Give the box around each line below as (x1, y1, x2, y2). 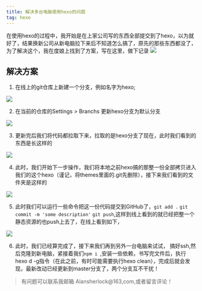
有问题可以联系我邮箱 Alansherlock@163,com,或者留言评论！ (21, 278, 173, 285)
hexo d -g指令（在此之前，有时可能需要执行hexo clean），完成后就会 (14, 258, 185, 265)
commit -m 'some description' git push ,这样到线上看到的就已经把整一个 (14, 211, 195, 218)
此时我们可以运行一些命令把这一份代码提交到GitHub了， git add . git (14, 203, 188, 211)
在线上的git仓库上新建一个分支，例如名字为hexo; (14, 83, 136, 91)
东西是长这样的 (14, 140, 52, 147)
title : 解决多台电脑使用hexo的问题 (6, 8, 86, 15)
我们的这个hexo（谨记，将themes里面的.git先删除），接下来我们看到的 (14, 171, 189, 178)
